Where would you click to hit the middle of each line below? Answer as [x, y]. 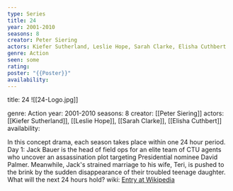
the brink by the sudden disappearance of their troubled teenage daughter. [116, 172]
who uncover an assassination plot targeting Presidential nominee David [113, 157]
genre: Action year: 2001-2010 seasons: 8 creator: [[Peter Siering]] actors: [116, 113]
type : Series [27, 14]
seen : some [23, 60]
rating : [19, 66]
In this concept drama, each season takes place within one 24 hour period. [116, 142]
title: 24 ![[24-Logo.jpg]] [43, 100]
